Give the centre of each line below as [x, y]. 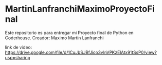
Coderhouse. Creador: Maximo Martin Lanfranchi [54, 38]
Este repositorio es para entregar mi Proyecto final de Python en [69, 32]
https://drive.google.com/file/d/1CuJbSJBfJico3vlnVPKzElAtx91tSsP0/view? [81, 52]
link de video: [18, 47]
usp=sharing [18, 57]
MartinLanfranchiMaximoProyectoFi [80, 9]
